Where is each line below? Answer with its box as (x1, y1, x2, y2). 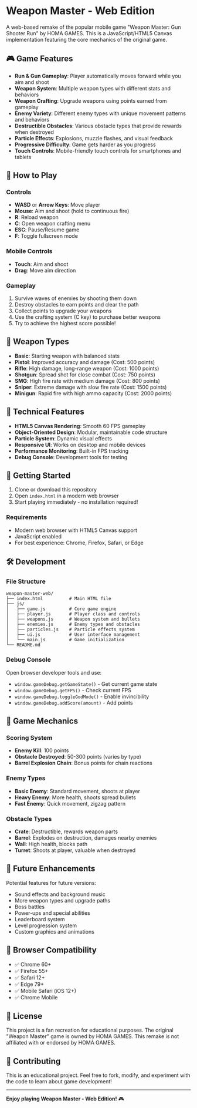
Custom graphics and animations (14, 928, 95, 935)
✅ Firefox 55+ (14, 967, 49, 974)
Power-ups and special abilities (14, 909, 90, 917)
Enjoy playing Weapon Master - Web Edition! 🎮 (6, 1095, 124, 1102)
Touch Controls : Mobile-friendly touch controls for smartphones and (14, 147, 182, 154)
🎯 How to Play (6, 170, 57, 180)
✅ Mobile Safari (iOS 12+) (14, 987, 77, 994)
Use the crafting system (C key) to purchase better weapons (14, 314, 161, 321)
